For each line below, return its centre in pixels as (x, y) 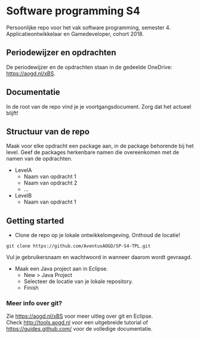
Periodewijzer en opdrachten (61, 53)
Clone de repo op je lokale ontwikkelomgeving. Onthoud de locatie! (97, 235)
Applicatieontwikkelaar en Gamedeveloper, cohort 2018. (75, 33)
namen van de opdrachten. (39, 159)
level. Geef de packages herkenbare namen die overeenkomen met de (93, 152)
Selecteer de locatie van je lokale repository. (78, 281)
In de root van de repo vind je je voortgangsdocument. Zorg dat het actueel (99, 106)
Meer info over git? (34, 303)
